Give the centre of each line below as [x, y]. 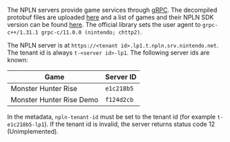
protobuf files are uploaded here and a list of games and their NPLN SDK [111, 17]
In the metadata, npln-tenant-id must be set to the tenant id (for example [112, 117]
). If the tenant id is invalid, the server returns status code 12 [130, 124]
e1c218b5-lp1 [26, 125]
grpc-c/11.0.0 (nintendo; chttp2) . [92, 32]
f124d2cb [119, 100]
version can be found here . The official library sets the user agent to [104, 24]
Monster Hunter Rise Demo [55, 100]
